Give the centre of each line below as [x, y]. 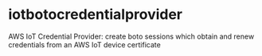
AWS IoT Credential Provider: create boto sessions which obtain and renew [131, 36]
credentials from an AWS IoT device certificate [84, 44]
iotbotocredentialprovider [96, 15]
